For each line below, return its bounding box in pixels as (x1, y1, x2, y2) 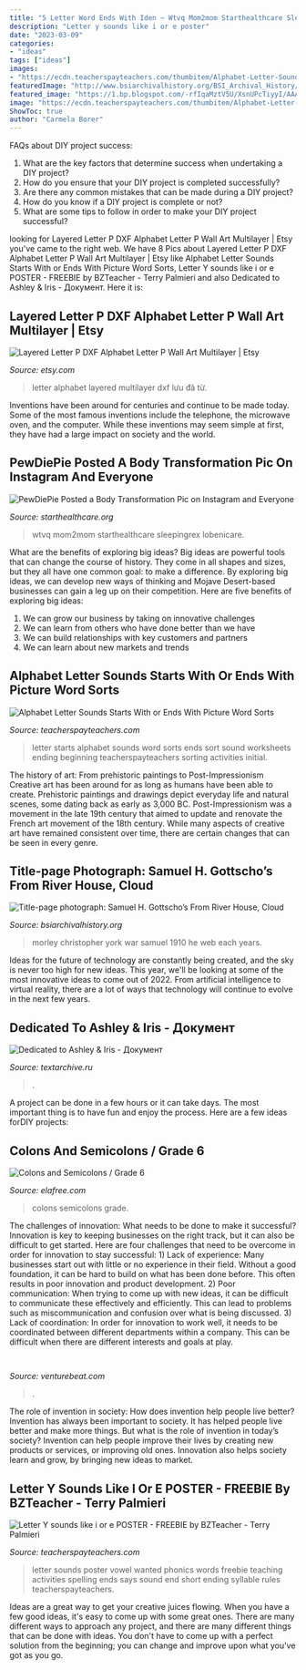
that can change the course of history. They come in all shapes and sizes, (9, 556, 287, 567)
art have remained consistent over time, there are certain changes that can (9, 827, 290, 839)
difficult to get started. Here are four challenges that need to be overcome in (9, 1240, 296, 1250)
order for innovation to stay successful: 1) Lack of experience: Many (9, 1250, 265, 1260)
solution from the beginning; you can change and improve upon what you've (9, 1640, 296, 1651)
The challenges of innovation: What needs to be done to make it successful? (9, 1221, 297, 1231)
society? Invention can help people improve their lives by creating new (9, 1435, 274, 1446)
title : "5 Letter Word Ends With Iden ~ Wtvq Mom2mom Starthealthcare (9, 13, 283, 23)
